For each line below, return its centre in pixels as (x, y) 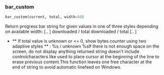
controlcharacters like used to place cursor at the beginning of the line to (86, 57)
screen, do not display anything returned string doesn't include (76, 51)
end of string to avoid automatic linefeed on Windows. (67, 67)
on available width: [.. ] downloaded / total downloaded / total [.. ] (71, 32)
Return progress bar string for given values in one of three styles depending (82, 26)
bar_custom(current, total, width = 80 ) (45, 17)
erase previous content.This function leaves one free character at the (82, 62)
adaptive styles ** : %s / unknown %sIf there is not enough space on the (86, 46)
